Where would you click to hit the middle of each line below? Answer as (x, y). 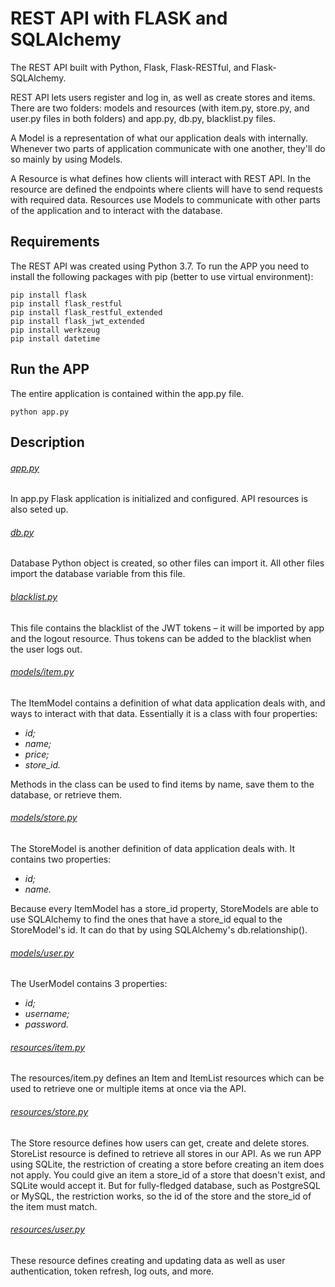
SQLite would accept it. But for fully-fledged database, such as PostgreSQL (165, 1185)
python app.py (40, 412)
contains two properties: (61, 859)
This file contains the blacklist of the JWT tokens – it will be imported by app (167, 628)
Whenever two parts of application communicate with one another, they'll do (168, 148)
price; (37, 754)
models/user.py (42, 953)
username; (47, 1014)
